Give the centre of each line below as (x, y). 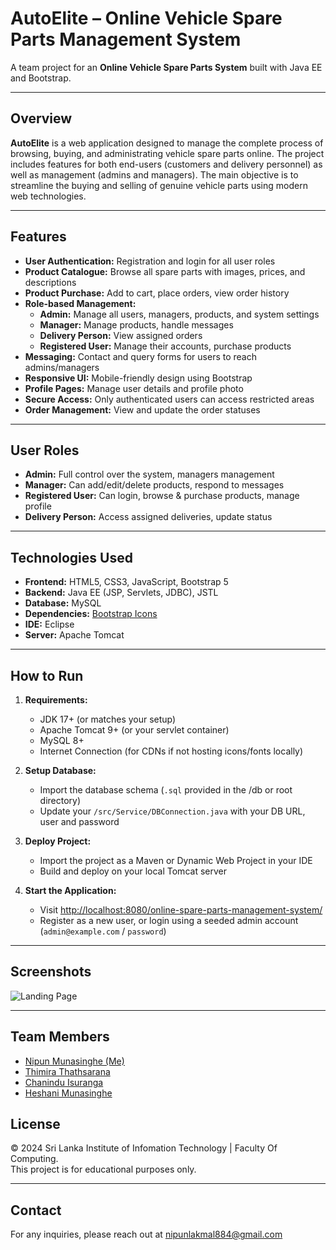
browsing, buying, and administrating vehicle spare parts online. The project (167, 153)
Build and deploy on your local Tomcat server (133, 871)
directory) (60, 800)
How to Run (47, 675)
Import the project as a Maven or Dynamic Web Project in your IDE (176, 860)
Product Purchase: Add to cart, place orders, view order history (157, 293)
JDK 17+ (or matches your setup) (108, 719)
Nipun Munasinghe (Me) (74, 1061)
